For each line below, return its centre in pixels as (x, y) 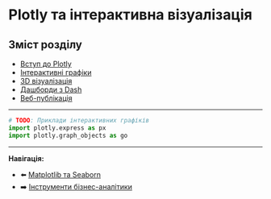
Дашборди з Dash (51, 89)
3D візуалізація (46, 81)
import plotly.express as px (57, 128)
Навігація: (26, 158)
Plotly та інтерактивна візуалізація (130, 15)
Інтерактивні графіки (56, 73)
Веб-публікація (46, 98)
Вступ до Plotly (46, 64)
